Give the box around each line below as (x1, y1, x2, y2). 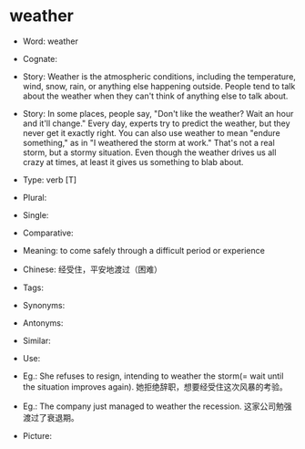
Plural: (22, 192, 47, 203)
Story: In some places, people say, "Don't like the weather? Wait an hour (22, 108, 294, 119)
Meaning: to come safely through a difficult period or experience (22, 245, 266, 256)
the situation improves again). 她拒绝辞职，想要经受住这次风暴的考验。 (22, 381, 289, 392)
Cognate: (22, 53, 57, 64)
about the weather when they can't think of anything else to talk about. (22, 90, 289, 101)
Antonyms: (22, 317, 64, 329)
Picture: (22, 430, 53, 441)
